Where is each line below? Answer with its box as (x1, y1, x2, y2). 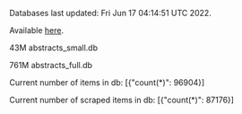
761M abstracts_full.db (9, 60, 92, 70)
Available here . (9, 25, 65, 35)
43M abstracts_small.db (9, 42, 99, 53)
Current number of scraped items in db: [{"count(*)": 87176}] (9, 94, 235, 105)
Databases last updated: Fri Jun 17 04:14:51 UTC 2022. (9, 8, 212, 18)
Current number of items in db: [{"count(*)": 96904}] (9, 77, 205, 88)
